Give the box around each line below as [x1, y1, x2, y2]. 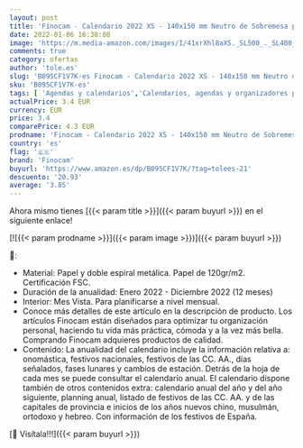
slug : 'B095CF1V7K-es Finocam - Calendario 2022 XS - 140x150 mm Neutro [9, 72, 289, 81]
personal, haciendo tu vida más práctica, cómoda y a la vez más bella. [22, 325, 284, 336]
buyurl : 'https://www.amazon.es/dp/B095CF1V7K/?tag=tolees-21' [9, 164, 252, 173]
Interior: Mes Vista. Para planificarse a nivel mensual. [22, 297, 220, 307]
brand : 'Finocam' [9, 155, 75, 165]
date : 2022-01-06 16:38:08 [9, 30, 111, 39]
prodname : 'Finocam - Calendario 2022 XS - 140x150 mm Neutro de [9, 131, 260, 140]
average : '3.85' [9, 181, 70, 190]
